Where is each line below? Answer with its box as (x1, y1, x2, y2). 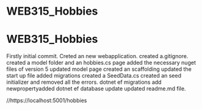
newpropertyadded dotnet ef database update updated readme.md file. (6, 85, 186, 92)
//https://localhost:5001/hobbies (6, 97, 87, 105)
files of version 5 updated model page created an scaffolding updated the (6, 65, 192, 73)
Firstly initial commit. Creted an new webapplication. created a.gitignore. (6, 53, 189, 60)
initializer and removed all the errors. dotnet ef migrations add (6, 78, 162, 86)
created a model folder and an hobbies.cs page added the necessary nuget (6, 59, 197, 67)
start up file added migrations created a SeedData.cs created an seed (6, 72, 182, 79)
